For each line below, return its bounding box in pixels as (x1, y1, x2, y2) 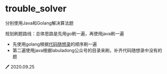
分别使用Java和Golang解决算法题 (5, 20, 74, 26)
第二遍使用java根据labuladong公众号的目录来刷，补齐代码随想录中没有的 (12, 47, 162, 53)
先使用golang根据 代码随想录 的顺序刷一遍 (12, 41, 97, 47)
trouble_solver (5, 3, 66, 14)
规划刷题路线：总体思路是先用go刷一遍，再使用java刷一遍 (5, 30, 124, 36)
